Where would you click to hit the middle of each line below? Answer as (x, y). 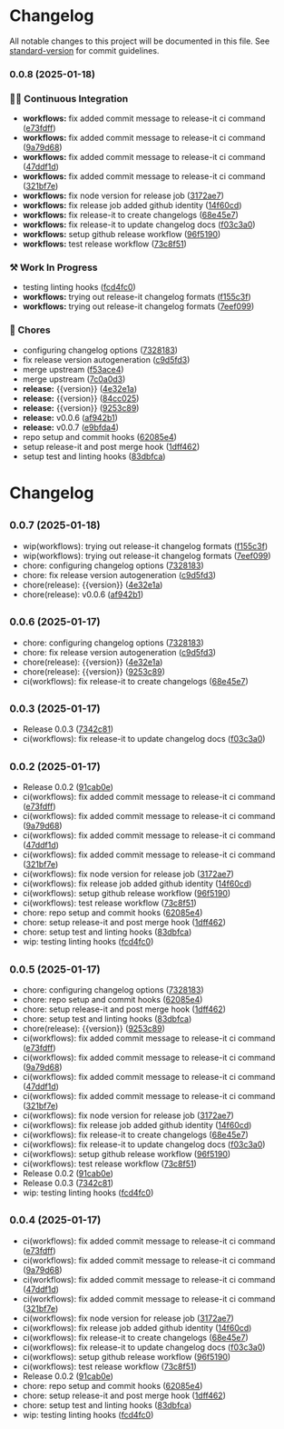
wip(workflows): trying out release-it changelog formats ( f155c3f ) (145, 545)
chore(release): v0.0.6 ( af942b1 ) (83, 594)
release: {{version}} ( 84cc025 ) (81, 398)
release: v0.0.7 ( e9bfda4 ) (71, 427)
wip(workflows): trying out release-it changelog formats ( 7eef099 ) (147, 555)
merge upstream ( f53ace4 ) (73, 369)
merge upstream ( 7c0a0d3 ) (74, 379)
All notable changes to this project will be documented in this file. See (140, 41)
